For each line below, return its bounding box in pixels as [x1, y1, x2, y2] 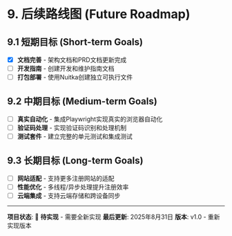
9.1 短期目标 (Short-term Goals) [7, 36, 144, 48]
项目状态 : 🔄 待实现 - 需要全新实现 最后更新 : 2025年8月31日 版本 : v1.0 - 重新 [7, 212, 220, 221]
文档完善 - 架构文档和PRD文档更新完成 [17, 56, 127, 64]
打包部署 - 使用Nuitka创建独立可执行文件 [17, 73, 133, 82]
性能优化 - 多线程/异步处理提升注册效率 [17, 183, 129, 191]
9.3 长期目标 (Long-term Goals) [7, 154, 144, 166]
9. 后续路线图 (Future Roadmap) [7, 6, 191, 22]
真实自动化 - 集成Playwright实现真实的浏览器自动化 [17, 115, 163, 123]
